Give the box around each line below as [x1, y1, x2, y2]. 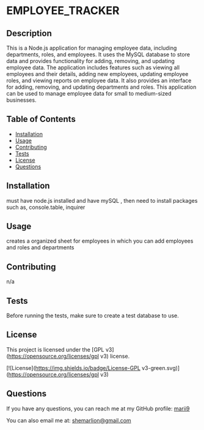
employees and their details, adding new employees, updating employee [6, 70, 189, 77]
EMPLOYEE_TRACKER [6, 4, 120, 18]
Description [6, 28, 52, 39]
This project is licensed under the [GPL [6, 345, 104, 353]
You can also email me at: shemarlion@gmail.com [6, 417, 131, 424]
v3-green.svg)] [141, 364, 180, 371]
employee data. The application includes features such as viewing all [6, 64, 180, 71]
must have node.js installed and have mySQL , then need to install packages [6, 197, 198, 204]
